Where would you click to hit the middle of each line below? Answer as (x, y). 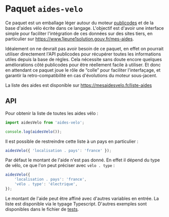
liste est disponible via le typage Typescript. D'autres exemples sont (76, 204)
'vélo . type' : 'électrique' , (46, 184)
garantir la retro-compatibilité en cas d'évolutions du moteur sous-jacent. (81, 75)
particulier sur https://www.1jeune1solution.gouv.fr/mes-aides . (70, 39)
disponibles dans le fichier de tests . (42, 209)
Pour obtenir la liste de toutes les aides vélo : (52, 113)
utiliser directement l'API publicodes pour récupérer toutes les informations (83, 54)
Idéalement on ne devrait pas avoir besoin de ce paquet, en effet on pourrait (84, 48)
